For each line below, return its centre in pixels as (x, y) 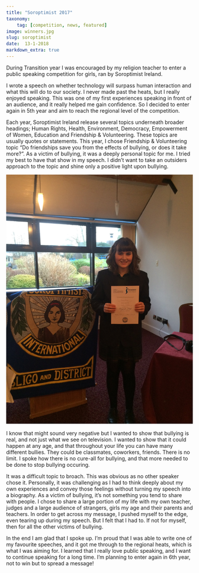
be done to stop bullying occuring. (48, 464)
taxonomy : (18, 19)
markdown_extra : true (33, 50)
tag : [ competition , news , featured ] (62, 25)
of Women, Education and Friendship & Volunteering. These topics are (92, 135)
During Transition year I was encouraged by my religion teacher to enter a (96, 68)
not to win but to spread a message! (50, 563)
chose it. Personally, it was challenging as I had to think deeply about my (95, 482)
